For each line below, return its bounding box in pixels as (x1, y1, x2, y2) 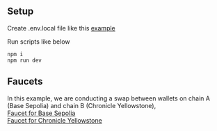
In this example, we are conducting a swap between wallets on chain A (7, 94, 211, 103)
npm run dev (7, 57, 42, 64)
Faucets (7, 76, 43, 87)
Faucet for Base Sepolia (7, 109, 76, 117)
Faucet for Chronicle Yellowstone (7, 116, 102, 124)
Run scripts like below (7, 37, 70, 46)
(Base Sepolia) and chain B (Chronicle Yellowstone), (7, 101, 156, 110)
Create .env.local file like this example (7, 24, 116, 32)
